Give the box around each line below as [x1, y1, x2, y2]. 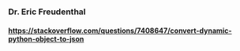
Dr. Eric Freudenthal [8, 6, 86, 17]
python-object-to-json [8, 34, 84, 43]
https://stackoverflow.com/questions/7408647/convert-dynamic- [8, 26, 232, 35]
